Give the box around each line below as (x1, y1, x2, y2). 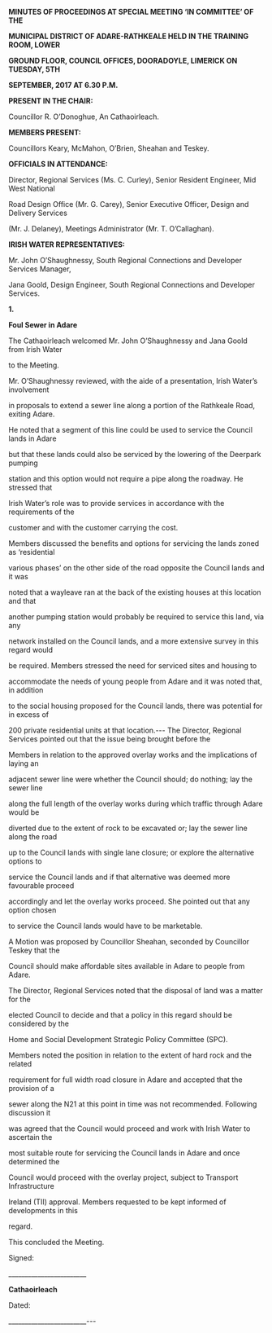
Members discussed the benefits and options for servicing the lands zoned (8, 539, 260, 548)
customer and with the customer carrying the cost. (8, 523, 179, 532)
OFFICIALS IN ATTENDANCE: (8, 159, 108, 169)
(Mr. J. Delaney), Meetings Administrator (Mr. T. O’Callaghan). (8, 224, 215, 233)
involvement (8, 385, 50, 394)
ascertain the (8, 1133, 53, 1142)
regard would (8, 645, 54, 654)
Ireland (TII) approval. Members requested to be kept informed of (8, 1197, 227, 1207)
